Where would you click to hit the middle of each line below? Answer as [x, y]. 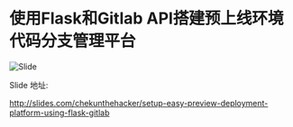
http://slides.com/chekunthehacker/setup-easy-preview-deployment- [139, 103]
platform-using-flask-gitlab [60, 113]
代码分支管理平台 [73, 41]
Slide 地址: [29, 85]
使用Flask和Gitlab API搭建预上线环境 [146, 18]
